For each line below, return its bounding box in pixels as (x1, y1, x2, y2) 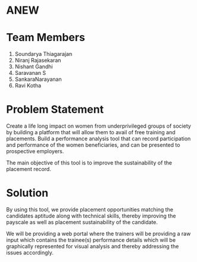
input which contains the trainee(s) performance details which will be (6, 236, 176, 244)
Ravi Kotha (14, 82, 42, 89)
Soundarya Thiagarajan (14, 50, 73, 58)
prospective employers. (6, 148, 64, 155)
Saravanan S (14, 70, 46, 77)
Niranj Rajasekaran (14, 57, 61, 64)
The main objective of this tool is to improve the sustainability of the (6, 159, 173, 166)
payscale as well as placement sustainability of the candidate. (6, 219, 158, 226)
